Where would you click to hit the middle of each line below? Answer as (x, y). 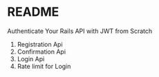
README (33, 12)
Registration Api (40, 44)
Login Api (31, 58)
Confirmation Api (41, 52)
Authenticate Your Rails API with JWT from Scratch (80, 31)
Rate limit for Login (44, 66)
